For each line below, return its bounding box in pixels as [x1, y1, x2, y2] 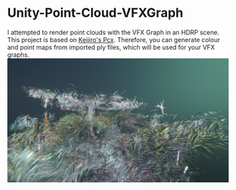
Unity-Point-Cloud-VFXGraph [7, 5, 184, 21]
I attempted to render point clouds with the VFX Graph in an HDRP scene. [7, 28, 220, 36]
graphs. [7, 50, 29, 59]
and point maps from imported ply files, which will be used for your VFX [7, 43, 216, 51]
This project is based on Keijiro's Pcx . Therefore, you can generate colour [7, 35, 221, 43]
